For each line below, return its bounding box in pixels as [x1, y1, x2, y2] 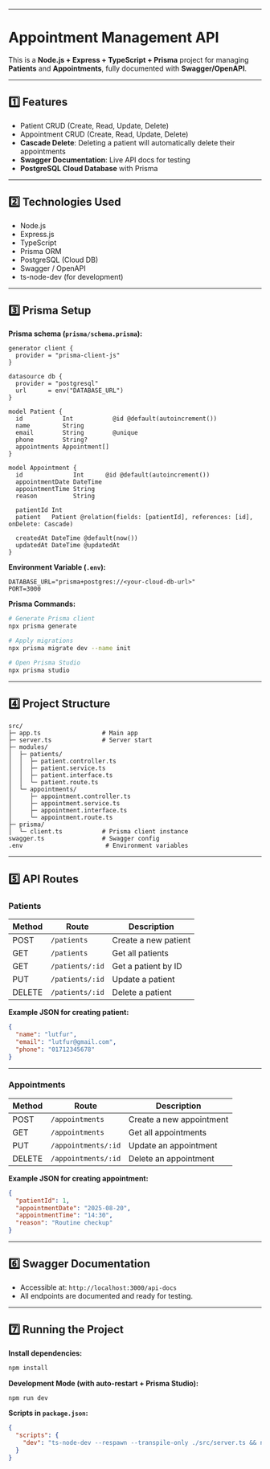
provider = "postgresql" [15, 379, 99, 388]
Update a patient [112, 974, 175, 985]
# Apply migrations [8, 636, 74, 645]
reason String [15, 492, 95, 501]
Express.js [19, 229, 55, 239]
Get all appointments [128, 1127, 207, 1138]
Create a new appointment [128, 1114, 229, 1125]
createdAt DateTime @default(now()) [15, 534, 138, 542]
